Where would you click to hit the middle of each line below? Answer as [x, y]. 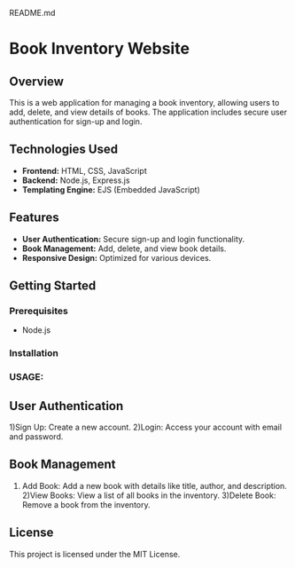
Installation [34, 353]
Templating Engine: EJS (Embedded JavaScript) [111, 189]
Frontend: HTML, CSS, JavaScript [85, 170]
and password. [36, 436]
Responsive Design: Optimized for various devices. [116, 257]
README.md [32, 13]
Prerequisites [39, 311]
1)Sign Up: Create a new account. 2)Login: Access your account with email [145, 427]
